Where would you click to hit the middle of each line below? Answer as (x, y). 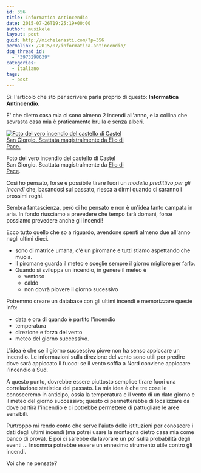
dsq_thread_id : (26, 52)
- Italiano (26, 68)
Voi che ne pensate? (32, 463)
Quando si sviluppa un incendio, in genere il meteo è (81, 270)
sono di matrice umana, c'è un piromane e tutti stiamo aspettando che (103, 250)
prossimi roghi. (25, 196)
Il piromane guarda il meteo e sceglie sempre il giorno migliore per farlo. (105, 264)
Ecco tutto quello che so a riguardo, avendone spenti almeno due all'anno (98, 232)
